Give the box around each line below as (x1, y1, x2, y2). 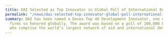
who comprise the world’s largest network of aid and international (9, 26, 155, 31)
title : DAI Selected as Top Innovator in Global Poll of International (5, 7, 157, 12)
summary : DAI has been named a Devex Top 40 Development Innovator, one (5, 16, 160, 21)
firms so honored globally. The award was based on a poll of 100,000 (9, 21, 160, 26)
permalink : (5, 12, 28, 17)
